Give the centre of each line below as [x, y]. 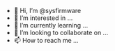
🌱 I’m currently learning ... [51, 25]
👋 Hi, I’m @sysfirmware [47, 11]
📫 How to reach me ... [46, 40]
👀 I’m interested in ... [43, 18]
